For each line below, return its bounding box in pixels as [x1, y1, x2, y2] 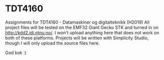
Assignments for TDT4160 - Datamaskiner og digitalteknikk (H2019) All [5, 19, 150, 25]
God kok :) [5, 50, 26, 56]
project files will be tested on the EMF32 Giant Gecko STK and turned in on [5, 24, 159, 30]
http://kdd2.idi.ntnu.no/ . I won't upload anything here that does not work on [5, 30, 160, 35]
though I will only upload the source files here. [5, 40, 100, 46]
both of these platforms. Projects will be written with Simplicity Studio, [5, 35, 149, 41]
